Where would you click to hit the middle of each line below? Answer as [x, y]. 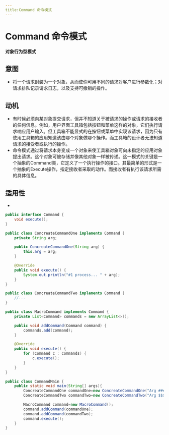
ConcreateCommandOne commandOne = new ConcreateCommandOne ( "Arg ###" [95, 391]
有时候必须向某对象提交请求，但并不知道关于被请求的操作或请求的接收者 [87, 119]
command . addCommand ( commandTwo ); [58, 414]
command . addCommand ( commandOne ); [58, 409]
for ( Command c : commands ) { [55, 354]
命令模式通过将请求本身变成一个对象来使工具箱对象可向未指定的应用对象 [87, 150]
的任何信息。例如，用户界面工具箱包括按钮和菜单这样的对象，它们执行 [85, 125]
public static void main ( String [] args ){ [58, 386]
